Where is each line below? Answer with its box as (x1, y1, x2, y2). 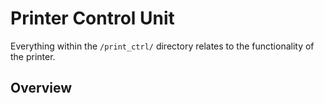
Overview (10, 80, 73, 97)
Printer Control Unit (10, 7, 175, 30)
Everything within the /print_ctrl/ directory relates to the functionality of (10, 40, 315, 52)
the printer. (10, 50, 56, 62)
